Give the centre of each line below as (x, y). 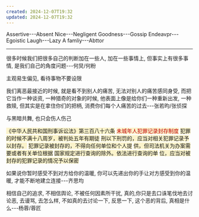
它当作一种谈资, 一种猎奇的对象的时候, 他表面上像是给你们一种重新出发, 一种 (99, 98)
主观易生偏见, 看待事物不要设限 (44, 78)
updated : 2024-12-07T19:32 (39, 17)
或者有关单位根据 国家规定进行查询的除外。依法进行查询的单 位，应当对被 (101, 153)
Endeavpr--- (163, 34)
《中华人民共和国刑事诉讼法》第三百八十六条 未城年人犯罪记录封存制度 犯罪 (98, 130)
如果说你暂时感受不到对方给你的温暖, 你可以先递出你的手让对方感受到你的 (96, 173)
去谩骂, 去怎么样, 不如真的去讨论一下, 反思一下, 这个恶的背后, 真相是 (102, 200)
